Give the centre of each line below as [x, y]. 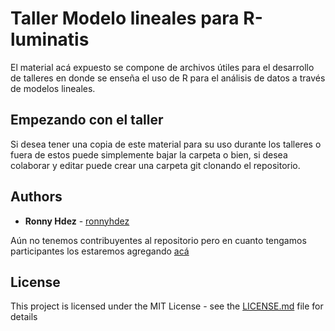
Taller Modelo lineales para [125, 18]
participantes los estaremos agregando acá [100, 251]
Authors [36, 197]
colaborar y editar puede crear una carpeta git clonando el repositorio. [155, 165]
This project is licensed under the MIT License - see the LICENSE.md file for [167, 306]
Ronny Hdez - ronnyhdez [77, 221]
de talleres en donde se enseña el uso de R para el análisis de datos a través [168, 78]
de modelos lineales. [53, 88]
